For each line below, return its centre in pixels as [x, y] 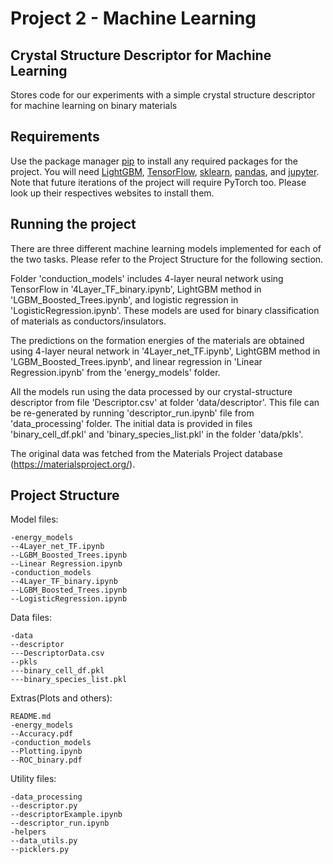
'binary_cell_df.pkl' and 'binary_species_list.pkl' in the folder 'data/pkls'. [157, 434]
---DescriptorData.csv [57, 653]
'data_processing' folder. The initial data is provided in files [131, 423]
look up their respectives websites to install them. [112, 193]
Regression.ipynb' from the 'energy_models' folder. [115, 372]
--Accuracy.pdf [42, 734]
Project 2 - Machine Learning [133, 18]
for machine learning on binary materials [94, 105]
